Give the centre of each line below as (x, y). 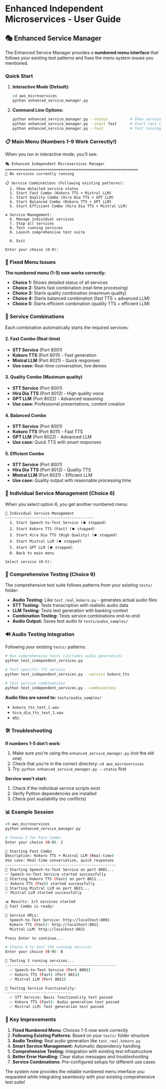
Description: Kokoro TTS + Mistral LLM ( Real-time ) (59, 856)
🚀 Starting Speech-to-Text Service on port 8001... (59, 870)
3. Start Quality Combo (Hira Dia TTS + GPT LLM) (62, 197)
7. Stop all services (32, 223)
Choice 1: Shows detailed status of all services (60, 283)
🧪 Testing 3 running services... (40, 961)
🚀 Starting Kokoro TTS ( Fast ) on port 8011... (54, 879)
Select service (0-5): (28, 562)
